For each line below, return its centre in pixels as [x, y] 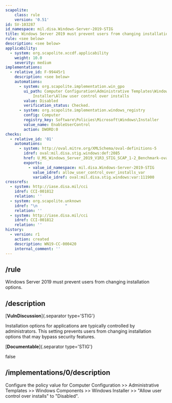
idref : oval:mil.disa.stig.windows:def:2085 [72, 153]
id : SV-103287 [20, 24]
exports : [33, 163]
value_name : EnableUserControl [57, 124]
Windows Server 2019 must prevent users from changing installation [77, 282]
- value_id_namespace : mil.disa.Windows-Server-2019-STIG [91, 167]
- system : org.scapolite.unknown [46, 201]
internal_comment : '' [37, 249]
